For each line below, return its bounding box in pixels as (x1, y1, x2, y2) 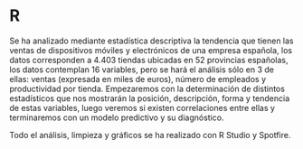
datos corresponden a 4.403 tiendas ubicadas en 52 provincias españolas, (9, 54, 289, 65)
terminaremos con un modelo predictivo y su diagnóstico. (9, 112, 224, 123)
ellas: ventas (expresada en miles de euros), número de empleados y (9, 73, 267, 84)
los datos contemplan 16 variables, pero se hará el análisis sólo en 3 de (9, 64, 274, 75)
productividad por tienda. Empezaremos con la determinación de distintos (9, 83, 285, 94)
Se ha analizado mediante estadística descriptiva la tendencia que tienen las (9, 35, 294, 46)
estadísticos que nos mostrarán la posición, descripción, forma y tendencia (9, 92, 290, 104)
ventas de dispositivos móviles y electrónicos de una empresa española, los (9, 44, 292, 55)
